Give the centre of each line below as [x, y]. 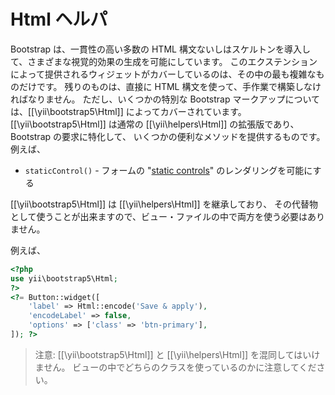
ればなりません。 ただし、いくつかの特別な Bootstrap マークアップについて [165, 99]
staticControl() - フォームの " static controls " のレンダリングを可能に [168, 170]
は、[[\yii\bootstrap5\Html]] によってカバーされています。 [128, 111]
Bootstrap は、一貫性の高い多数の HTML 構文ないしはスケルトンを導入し [160, 49]
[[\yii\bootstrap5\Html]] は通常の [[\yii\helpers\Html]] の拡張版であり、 [155, 124]
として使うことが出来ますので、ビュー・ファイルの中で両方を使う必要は [159, 216]
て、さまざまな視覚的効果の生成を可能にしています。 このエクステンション [164, 61]
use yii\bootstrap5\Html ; [64, 278]
